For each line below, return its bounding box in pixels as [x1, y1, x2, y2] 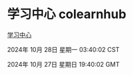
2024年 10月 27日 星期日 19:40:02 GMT [7, 60, 120, 68]
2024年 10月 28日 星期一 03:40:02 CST [7, 45, 120, 53]
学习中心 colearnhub [7, 6, 127, 22]
